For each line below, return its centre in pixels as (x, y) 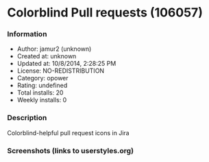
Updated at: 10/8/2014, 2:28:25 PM (66, 64)
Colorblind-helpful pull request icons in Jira (68, 132)
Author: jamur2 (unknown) (54, 49)
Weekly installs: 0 (42, 100)
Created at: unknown (47, 56)
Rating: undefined (42, 85)
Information (27, 34)
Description (27, 118)
